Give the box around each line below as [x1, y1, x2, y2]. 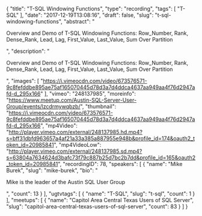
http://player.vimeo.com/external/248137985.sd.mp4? [8, 147, 142, 155]
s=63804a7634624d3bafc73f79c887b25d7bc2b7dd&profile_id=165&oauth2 [6, 154, 196, 161]
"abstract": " [64, 18, 95, 25]
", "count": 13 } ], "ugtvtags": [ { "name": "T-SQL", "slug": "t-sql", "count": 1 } [6, 190, 195, 197]
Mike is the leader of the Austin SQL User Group [6, 179, 126, 185]
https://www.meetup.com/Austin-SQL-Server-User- [8, 96, 137, 103]
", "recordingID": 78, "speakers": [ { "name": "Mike [58, 161, 183, 167]
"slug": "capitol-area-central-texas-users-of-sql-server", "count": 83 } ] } [6, 203, 188, 210]
